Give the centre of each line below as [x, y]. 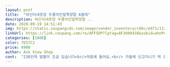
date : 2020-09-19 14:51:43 [34, 24]
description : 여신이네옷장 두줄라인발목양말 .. [49, 19]
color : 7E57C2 [20, 43]
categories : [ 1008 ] [26, 38]
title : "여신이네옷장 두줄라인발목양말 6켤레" [48, 15]
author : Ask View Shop [29, 52]
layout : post [19, 10]
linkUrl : [14, 33]
